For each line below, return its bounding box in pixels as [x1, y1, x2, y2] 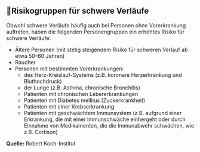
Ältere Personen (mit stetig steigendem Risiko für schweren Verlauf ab [14, 46, 188, 53]
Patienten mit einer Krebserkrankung [23, 103, 115, 110]
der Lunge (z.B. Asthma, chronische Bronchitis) [23, 84, 140, 91]
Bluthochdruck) [23, 77, 62, 85]
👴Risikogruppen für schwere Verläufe [6, 6, 149, 16]
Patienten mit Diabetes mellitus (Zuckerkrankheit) [23, 97, 146, 104]
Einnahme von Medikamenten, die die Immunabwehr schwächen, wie [23, 122, 195, 129]
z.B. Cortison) [23, 128, 58, 135]
